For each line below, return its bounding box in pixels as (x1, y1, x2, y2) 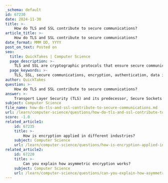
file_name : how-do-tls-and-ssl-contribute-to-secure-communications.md (5, 105, 157, 110)
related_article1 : (5, 119, 43, 124)
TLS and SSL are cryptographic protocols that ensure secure (14, 63, 144, 68)
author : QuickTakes (5, 77, 46, 82)
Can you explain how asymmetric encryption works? (23, 161, 131, 166)
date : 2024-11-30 (5, 17, 41, 22)
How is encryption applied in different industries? (23, 133, 135, 138)
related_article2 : (5, 147, 43, 152)
